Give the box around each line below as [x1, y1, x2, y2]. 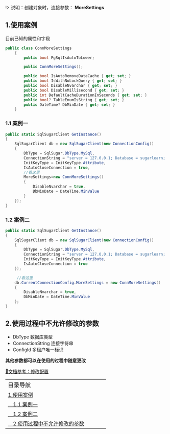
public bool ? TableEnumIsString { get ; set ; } [23, 97, 125, 102]
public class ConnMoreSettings [5, 45, 72, 51]
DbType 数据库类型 [12, 334, 53, 340]
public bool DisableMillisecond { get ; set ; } [23, 87, 125, 93]
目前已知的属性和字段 [5, 35, 50, 41]
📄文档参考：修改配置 [5, 368, 49, 374]
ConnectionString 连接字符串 [12, 340, 74, 346]
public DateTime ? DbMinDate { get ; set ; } [23, 102, 115, 107]
